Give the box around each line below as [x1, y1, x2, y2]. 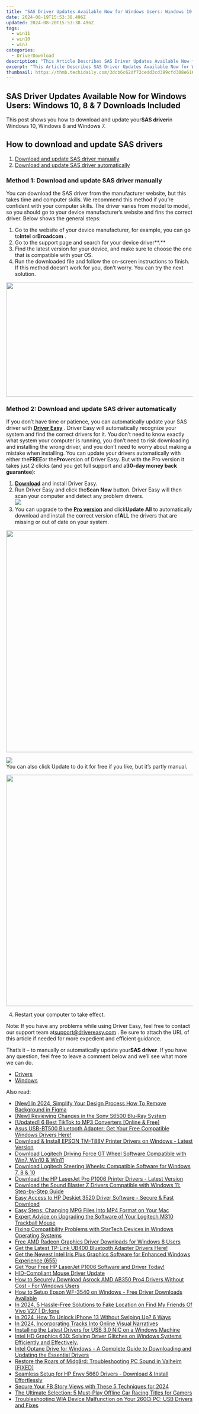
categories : [6, 47, 36, 53]
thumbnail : [6, 69, 33, 75]
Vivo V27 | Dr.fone [14, 1307, 60, 1315]
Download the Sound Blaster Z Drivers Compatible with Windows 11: [14, 1182, 181, 1189]
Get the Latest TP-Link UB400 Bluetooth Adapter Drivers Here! [14, 1245, 168, 1252]
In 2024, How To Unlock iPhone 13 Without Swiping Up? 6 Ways [14, 1314, 171, 1321]
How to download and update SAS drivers [6, 140, 163, 150]
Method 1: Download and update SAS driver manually [6, 176, 162, 184]
